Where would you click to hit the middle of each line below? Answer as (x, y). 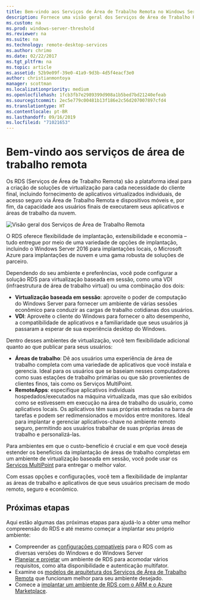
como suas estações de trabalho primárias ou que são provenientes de (102, 378)
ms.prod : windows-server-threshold (50, 28)
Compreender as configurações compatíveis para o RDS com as (93, 546)
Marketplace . (31, 590)
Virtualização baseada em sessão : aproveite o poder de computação (101, 297)
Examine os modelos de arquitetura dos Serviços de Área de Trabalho (101, 572)
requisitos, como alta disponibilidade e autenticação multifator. (92, 565)
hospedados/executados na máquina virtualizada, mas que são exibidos (103, 397)
